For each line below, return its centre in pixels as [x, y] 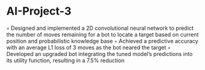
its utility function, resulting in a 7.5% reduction [65, 60]
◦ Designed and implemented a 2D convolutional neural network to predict [100, 28]
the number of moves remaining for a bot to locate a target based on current [102, 34]
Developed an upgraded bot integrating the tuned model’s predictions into [99, 54]
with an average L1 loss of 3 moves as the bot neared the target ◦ [89, 47]
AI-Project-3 [39, 11]
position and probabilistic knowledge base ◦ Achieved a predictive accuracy [102, 41]
